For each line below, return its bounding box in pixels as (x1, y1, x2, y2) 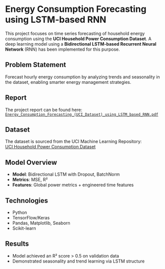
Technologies (5, 196, 49, 204)
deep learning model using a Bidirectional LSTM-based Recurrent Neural (5, 41, 157, 47)
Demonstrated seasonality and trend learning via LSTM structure (12, 258, 145, 264)
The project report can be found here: (5, 107, 83, 113)
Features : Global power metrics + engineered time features (12, 182, 134, 188)
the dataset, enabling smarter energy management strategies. (5, 79, 131, 85)
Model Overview (5, 158, 57, 167)
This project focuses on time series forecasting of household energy (5, 30, 145, 36)
